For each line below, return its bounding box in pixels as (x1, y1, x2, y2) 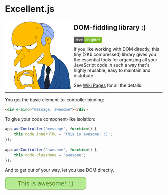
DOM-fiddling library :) (74, 23, 146, 32)
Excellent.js (5, 3, 55, 15)
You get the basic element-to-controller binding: (5, 97, 104, 103)
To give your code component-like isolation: (5, 116, 96, 122)
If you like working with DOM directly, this (74, 46, 160, 52)
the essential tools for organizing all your (74, 57, 158, 63)
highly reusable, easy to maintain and (74, 67, 151, 73)
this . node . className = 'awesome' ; (14, 153, 86, 158)
